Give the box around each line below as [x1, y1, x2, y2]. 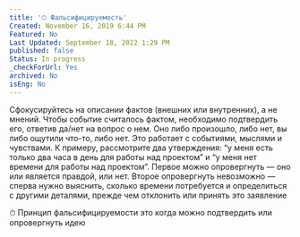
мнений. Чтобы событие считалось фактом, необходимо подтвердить [9, 114, 279, 124]
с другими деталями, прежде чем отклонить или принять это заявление [9, 190, 287, 200]
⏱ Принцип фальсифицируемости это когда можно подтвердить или [9, 207, 273, 217]
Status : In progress [9, 55, 87, 63]
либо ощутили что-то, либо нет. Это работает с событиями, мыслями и [9, 132, 283, 143]
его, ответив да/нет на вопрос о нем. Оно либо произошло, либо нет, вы [9, 123, 287, 134]
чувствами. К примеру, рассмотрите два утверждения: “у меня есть [9, 142, 273, 153]
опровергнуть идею [9, 216, 86, 228]
